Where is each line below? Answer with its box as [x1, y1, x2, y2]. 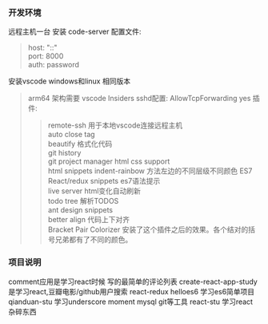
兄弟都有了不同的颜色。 [54, 235, 133, 245]
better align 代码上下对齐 [47, 215, 130, 225]
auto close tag [47, 130, 95, 140]
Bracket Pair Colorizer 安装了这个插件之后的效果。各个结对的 [47, 225, 249, 234]
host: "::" [27, 43, 58, 53]
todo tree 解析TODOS [47, 196, 119, 206]
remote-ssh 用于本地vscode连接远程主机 [47, 120, 182, 130]
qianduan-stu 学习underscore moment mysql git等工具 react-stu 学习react [8, 297, 254, 306]
